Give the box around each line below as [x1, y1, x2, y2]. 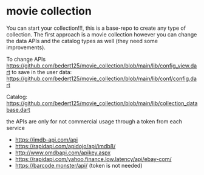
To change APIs [6, 55, 46, 63]
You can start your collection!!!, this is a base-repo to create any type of [6, 24, 186, 32]
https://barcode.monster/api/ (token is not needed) [15, 162, 143, 169]
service [6, 124, 25, 131]
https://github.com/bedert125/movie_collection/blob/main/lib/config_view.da [6, 62, 197, 69]
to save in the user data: [12, 68, 72, 75]
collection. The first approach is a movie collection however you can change [6, 30, 197, 38]
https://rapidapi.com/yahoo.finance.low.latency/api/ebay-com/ [15, 155, 172, 162]
